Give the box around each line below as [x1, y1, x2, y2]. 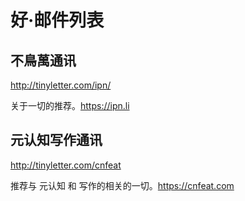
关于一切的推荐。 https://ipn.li [10, 100, 130, 111]
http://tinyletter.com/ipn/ [10, 79, 112, 91]
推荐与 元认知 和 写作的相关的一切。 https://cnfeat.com [10, 179, 235, 191]
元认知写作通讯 [10, 132, 103, 149]
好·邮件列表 [10, 9, 105, 32]
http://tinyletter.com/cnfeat [10, 159, 122, 171]
